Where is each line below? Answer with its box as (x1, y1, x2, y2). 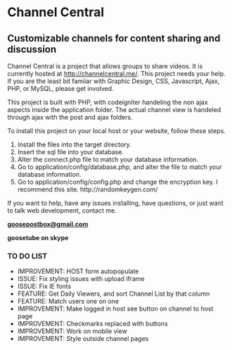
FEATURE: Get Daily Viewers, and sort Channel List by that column (17, 289, 210, 298)
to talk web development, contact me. (7, 206, 117, 215)
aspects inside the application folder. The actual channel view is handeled (7, 106, 221, 113)
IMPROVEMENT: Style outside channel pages (17, 335, 149, 343)
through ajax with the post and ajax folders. (7, 113, 133, 121)
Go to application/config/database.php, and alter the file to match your (17, 163, 223, 171)
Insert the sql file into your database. (17, 148, 124, 156)
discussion (7, 43, 57, 55)
